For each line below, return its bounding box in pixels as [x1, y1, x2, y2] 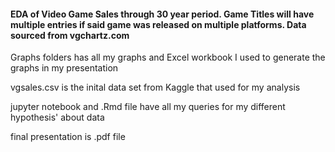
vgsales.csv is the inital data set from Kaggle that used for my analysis [10, 81, 301, 94]
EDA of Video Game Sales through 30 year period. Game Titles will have [10, 8, 315, 20]
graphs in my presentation [10, 62, 119, 74]
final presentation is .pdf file [10, 131, 126, 143]
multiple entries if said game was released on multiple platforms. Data [10, 18, 307, 30]
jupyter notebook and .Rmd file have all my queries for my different [10, 101, 286, 113]
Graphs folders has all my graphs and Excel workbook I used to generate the [10, 51, 326, 64]
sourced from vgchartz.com [10, 29, 130, 41]
